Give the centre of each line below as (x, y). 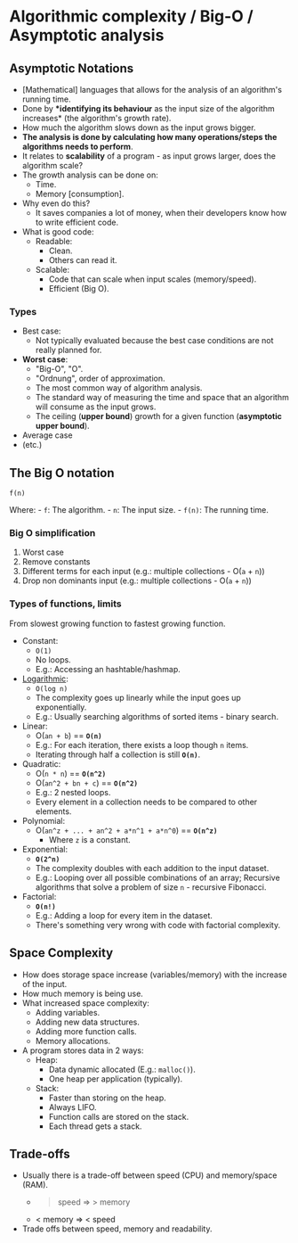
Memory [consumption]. (80, 194)
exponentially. (61, 707)
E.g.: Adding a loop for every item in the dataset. (124, 915)
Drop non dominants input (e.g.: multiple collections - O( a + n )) (137, 580)
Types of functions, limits (65, 604)
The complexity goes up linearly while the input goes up (138, 697)
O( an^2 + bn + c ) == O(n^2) (86, 783)
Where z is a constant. (89, 839)
